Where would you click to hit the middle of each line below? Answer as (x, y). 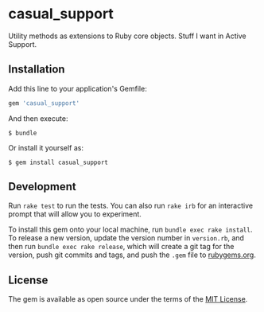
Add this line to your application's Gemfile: (78, 88)
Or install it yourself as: (46, 147)
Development (43, 187)
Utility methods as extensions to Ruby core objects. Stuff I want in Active (127, 36)
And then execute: (38, 118)
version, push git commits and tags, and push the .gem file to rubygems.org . (132, 255)
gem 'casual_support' (44, 103)
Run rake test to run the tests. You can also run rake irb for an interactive (130, 206)
